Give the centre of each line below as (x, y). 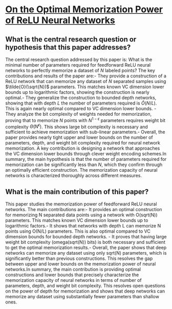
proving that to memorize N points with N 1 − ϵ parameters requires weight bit (85, 120)
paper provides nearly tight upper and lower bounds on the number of (79, 137)
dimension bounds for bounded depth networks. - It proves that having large (86, 237)
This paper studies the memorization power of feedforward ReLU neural (81, 204)
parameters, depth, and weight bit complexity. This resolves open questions (85, 286)
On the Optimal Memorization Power (84, 9)
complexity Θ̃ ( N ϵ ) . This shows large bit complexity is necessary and (77, 126)
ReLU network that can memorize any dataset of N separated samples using (86, 81)
